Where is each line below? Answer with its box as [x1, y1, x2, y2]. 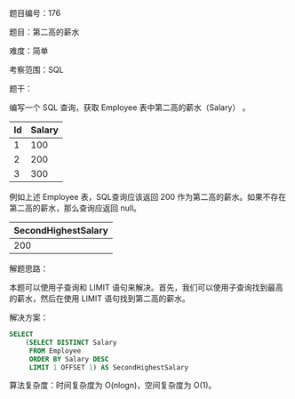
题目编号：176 [9, 8, 61, 18]
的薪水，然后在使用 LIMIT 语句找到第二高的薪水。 [9, 293, 190, 304]
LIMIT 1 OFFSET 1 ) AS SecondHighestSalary [28, 363, 189, 371]
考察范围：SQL [9, 65, 64, 75]
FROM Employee [28, 346, 82, 355]
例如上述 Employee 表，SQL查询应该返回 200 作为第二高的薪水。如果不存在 [9, 192, 287, 202]
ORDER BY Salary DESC [28, 355, 109, 363]
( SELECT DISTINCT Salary [25, 338, 117, 347]
